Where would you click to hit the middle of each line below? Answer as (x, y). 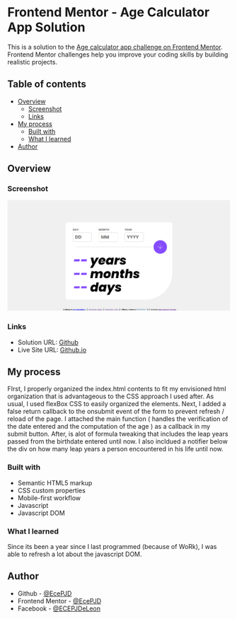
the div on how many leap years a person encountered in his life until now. (116, 449)
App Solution (46, 27)
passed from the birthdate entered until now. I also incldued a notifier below (117, 441)
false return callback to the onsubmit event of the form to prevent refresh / (116, 412)
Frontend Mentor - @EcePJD (59, 601)
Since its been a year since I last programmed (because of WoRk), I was (112, 546)
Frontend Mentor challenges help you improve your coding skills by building (118, 54)
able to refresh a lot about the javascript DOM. (75, 554)
